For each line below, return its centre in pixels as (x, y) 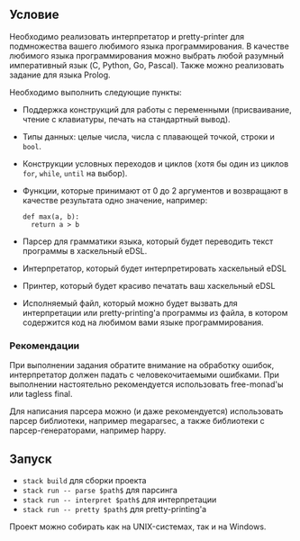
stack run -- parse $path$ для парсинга (100, 490)
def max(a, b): (51, 216)
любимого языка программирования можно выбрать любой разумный (146, 55)
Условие (34, 15)
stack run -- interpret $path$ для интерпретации (119, 500)
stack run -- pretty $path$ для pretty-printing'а (114, 509)
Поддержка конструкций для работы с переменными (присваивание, (157, 109)
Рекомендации (45, 346)
